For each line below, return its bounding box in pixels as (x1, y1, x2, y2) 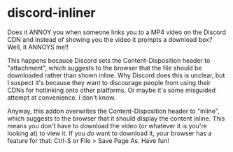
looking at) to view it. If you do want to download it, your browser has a (7, 129, 212, 137)
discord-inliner (7, 5, 96, 21)
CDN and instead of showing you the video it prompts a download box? (7, 35, 213, 43)
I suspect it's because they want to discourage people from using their (7, 78, 211, 86)
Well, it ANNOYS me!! (7, 43, 69, 51)
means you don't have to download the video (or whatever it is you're (7, 121, 208, 130)
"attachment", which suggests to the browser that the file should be (7, 63, 202, 72)
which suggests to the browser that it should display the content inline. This (7, 114, 225, 123)
